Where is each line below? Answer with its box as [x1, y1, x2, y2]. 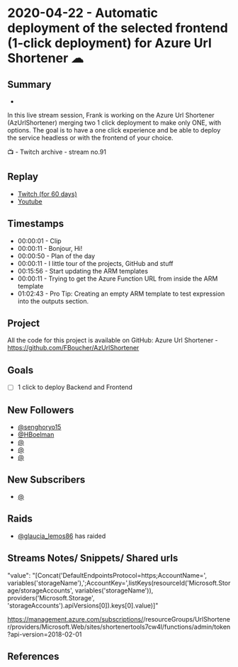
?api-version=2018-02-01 [7, 629, 82, 639]
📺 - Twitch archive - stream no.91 [7, 147, 106, 156]
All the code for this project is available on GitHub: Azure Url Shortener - [7, 336, 218, 344]
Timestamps [7, 218, 64, 230]
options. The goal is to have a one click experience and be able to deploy [7, 126, 221, 134]
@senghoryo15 [17, 423, 62, 432]
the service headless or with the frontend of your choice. [7, 133, 174, 142]
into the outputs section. [17, 296, 89, 306]
